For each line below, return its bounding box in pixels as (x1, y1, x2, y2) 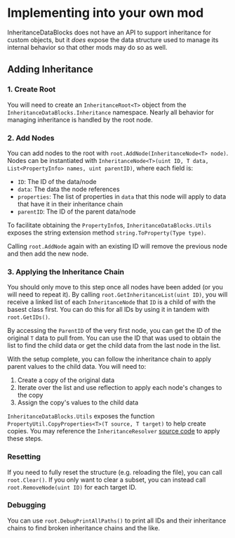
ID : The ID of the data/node (17, 177, 97, 185)
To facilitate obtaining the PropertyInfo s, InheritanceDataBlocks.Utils (7, 221, 212, 229)
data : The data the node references (17, 185, 121, 193)
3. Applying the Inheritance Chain (7, 267, 125, 277)
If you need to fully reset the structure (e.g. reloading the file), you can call (7, 468, 222, 476)
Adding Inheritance (7, 63, 93, 75)
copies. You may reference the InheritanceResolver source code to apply (7, 427, 220, 435)
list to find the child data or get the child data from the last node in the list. (7, 341, 221, 350)
